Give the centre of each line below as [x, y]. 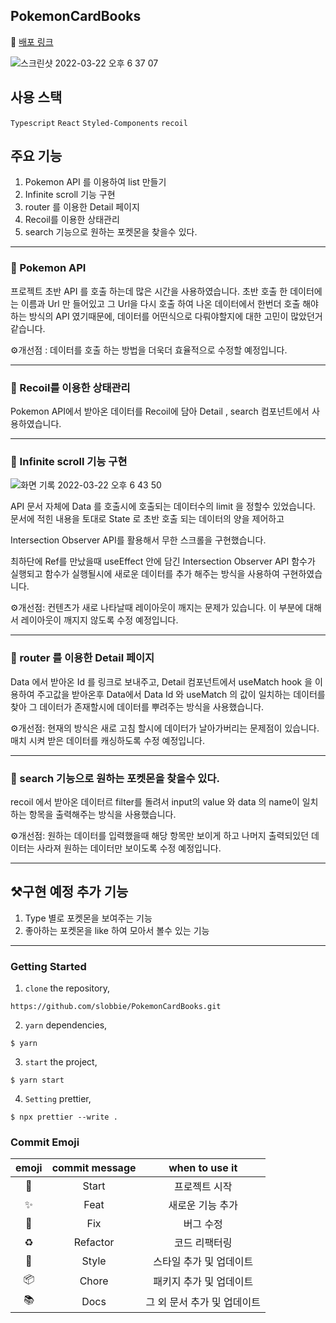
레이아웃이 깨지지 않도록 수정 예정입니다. [99, 620]
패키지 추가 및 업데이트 [203, 1281]
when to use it [203, 1168]
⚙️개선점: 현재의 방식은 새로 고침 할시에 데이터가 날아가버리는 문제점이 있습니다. [165, 728]
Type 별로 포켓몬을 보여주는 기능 [88, 918]
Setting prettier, [58, 1099]
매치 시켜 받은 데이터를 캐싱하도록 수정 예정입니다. [108, 740]
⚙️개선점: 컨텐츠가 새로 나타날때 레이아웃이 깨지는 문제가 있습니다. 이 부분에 [157, 608]
